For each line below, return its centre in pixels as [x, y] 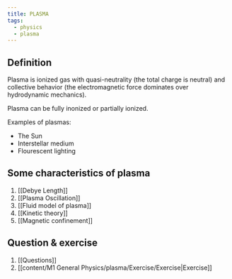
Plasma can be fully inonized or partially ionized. [78, 109]
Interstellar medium [46, 143]
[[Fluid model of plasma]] [54, 205]
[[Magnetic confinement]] [55, 220]
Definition [29, 62]
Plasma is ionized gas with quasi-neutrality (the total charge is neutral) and [116, 80]
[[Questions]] [37, 260]
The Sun [30, 136]
